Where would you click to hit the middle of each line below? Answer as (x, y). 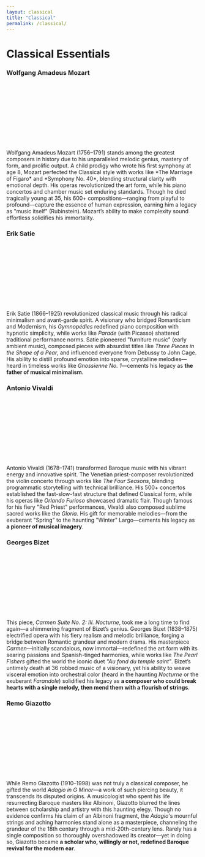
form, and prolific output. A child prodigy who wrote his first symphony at (99, 166)
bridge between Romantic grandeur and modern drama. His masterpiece (98, 642)
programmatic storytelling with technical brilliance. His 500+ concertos (96, 487)
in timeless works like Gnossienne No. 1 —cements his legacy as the (108, 366)
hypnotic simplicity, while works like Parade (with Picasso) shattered (93, 333)
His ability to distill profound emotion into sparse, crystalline (82, 359)
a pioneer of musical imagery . (45, 527)
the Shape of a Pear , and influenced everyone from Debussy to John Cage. (102, 352)
